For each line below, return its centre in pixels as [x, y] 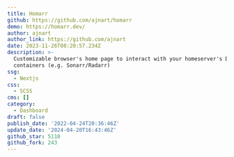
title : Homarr [28, 14]
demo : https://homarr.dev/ [46, 26]
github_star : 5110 [34, 136]
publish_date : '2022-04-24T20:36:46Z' [63, 123]
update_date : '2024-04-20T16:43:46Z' [62, 130]
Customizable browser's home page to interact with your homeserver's [118, 59]
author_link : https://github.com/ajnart [67, 40]
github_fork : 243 [32, 143]
